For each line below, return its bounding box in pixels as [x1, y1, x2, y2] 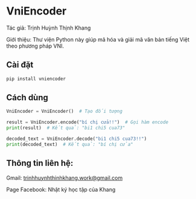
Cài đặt [6, 60, 34, 70]
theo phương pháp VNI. [6, 42, 65, 49]
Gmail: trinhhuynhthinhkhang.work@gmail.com [6, 174, 123, 182]
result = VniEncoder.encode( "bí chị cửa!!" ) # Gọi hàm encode [6, 119, 169, 125]
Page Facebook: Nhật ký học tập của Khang [6, 186, 116, 193]
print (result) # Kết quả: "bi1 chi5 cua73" [6, 125, 125, 131]
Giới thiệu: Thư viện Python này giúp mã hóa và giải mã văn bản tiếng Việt [6, 36, 190, 43]
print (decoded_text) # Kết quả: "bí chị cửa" [6, 141, 134, 147]
